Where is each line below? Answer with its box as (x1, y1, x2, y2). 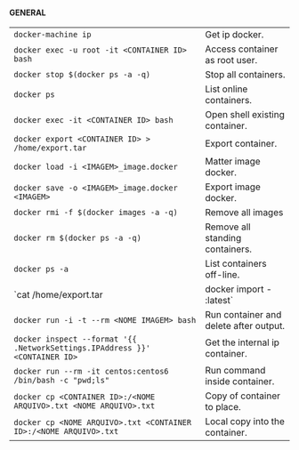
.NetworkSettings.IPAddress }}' (13, 343, 151, 353)
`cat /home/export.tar (13, 289, 104, 301)
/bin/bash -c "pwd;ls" (13, 375, 109, 386)
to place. (204, 401, 242, 414)
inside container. (204, 375, 275, 388)
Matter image (204, 156, 261, 168)
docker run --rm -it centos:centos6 (13, 366, 169, 377)
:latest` (204, 294, 234, 307)
